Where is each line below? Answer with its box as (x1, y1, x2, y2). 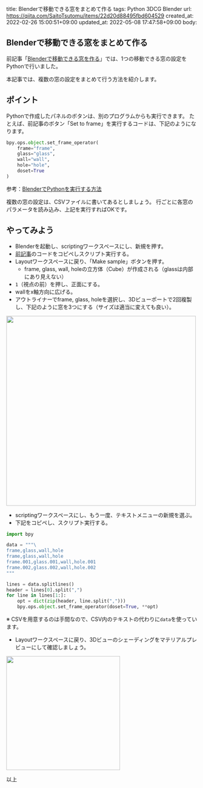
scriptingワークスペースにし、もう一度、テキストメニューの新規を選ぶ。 (15, 511, 196, 518)
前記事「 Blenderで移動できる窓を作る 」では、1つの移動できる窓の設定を (6, 55, 187, 62)
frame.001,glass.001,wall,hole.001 (6, 559, 96, 565)
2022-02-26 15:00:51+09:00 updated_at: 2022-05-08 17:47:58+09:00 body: (6, 19, 198, 26)
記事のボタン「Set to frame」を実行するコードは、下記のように (32, 120, 191, 127)
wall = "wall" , (17, 157, 50, 163)
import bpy (6, 531, 34, 537)
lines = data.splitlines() (6, 581, 75, 588)
